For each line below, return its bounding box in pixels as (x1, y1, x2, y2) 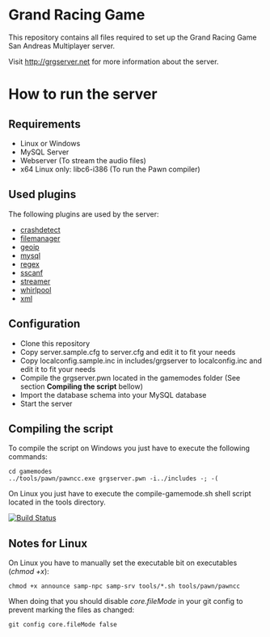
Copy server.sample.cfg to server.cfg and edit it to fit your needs (19, 347, 236, 356)
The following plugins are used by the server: (8, 209, 159, 219)
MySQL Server (19, 147, 70, 157)
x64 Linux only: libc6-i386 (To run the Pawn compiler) (19, 164, 200, 174)
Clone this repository (19, 338, 91, 348)
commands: (8, 452, 49, 462)
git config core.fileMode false (8, 621, 117, 629)
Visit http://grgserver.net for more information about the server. (8, 57, 219, 66)
